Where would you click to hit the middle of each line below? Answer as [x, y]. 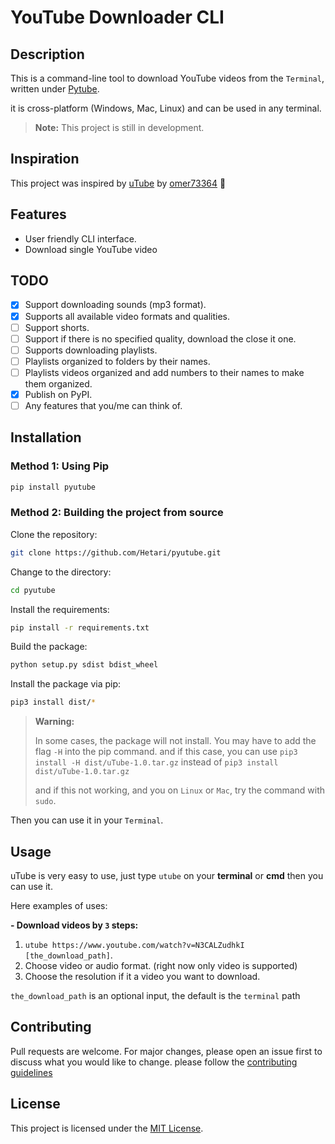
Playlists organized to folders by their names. [117, 361]
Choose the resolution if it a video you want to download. [142, 977]
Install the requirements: [60, 609]
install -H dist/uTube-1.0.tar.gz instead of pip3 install [156, 762]
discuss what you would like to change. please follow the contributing [154, 1062]
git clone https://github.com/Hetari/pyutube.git [116, 552]
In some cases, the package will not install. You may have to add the [175, 741]
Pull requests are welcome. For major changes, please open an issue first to [166, 1051]
